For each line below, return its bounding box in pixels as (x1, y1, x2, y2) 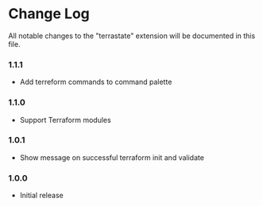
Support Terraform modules (19, 115, 111, 124)
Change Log (8, 5, 90, 23)
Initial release (19, 191, 64, 200)
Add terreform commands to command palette (19, 77, 172, 87)
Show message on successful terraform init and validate (19, 152, 205, 162)
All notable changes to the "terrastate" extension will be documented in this (8, 31, 256, 40)
